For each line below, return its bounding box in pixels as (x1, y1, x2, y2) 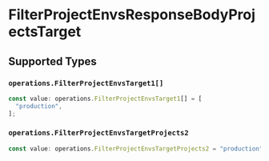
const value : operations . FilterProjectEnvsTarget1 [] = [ (8, 95, 203, 103)
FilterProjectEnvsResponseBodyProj (8, 6, 256, 24)
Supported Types (8, 54, 98, 68)
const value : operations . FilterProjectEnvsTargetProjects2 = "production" (8, 144, 263, 153)
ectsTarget (8, 22, 82, 41)
